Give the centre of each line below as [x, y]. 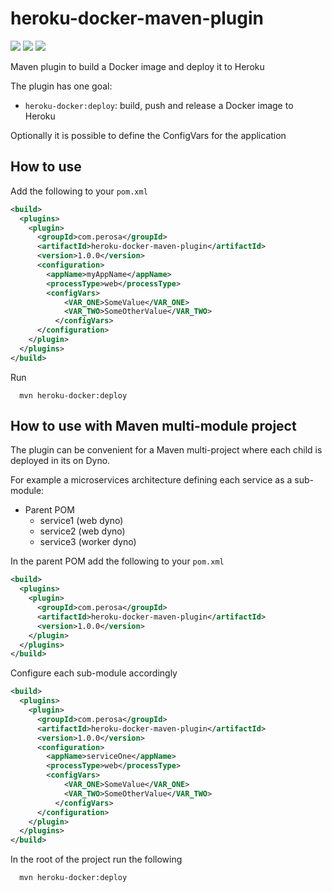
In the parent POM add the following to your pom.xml [117, 561]
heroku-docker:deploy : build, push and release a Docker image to [159, 105]
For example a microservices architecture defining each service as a [151, 480]
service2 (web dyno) [82, 531]
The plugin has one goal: [61, 86]
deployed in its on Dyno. [60, 461]
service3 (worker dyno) [88, 542]
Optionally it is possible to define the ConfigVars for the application [148, 135]
